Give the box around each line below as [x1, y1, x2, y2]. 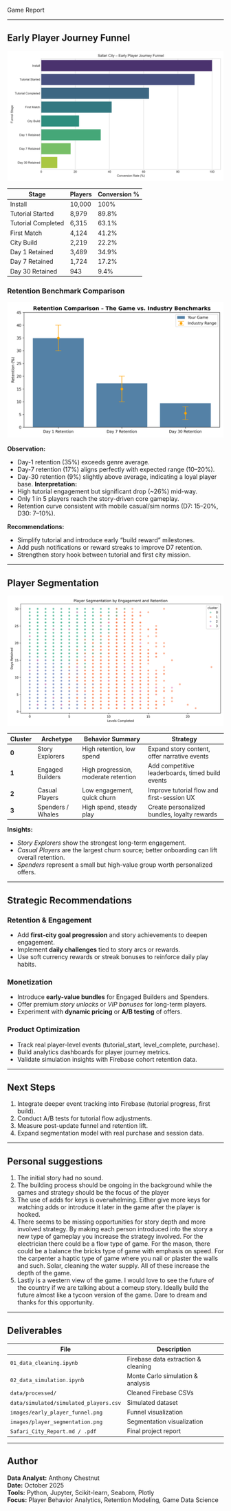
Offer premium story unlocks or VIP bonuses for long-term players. [16, 1000, 208, 1009]
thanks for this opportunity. [16, 1298, 94, 1306]
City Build [10, 238, 38, 247]
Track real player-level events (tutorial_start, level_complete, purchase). [16, 1040, 220, 1049]
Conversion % [97, 189, 140, 198]
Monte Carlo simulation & [126, 1372, 198, 1380]
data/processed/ [10, 1390, 57, 1397]
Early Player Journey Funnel [7, 32, 131, 44]
